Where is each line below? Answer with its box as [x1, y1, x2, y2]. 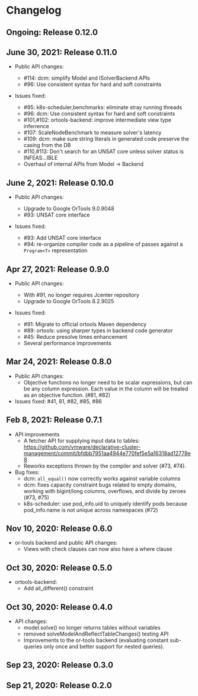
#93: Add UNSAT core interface [23, 234, 102, 241]
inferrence [23, 123, 49, 130]
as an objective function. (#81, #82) [23, 391, 111, 398]
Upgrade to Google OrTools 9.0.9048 [23, 205, 114, 212]
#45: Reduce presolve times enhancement [23, 333, 127, 341]
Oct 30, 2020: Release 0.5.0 [6, 562, 113, 573]
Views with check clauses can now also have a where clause [23, 545, 173, 552]
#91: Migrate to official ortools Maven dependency [23, 321, 147, 328]
